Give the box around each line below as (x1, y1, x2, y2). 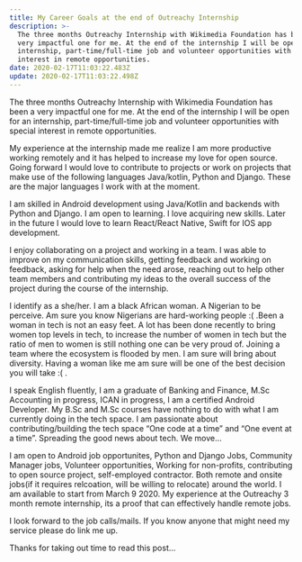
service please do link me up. (9, 524, 119, 536)
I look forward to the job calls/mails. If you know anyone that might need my (9, 515, 290, 526)
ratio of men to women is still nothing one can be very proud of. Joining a (9, 339, 280, 349)
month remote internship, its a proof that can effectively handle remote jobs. (9, 497, 292, 509)
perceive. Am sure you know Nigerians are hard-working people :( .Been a (9, 310, 285, 321)
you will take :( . (9, 367, 67, 378)
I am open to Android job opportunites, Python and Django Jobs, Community (9, 449, 293, 460)
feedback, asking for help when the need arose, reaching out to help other (9, 263, 285, 275)
